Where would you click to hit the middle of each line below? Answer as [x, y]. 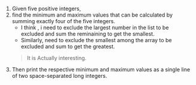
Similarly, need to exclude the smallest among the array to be [96, 40]
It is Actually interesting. [57, 58]
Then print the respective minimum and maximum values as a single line [101, 70]
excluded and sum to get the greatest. [68, 46]
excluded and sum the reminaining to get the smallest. [88, 34]
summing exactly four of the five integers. [64, 21]
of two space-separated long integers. [59, 76]
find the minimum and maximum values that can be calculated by [92, 15]
